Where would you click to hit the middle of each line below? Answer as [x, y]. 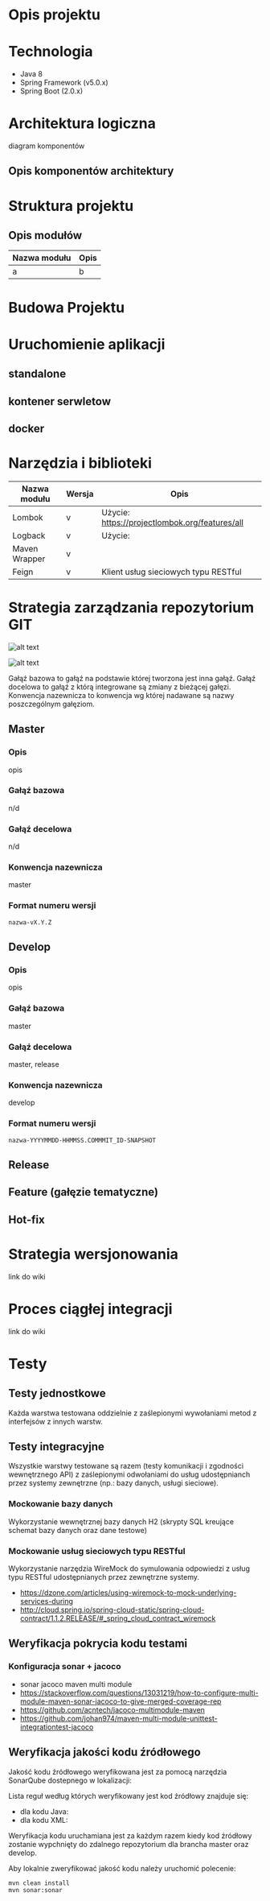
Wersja [80, 494]
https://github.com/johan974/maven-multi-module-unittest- [119, 1718]
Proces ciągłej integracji [90, 1309]
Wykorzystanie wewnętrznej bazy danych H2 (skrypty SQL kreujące [121, 1521]
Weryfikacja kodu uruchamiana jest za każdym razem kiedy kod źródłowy [130, 1835]
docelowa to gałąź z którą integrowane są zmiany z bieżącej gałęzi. [120, 687]
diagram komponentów [47, 146]
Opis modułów [45, 236]
